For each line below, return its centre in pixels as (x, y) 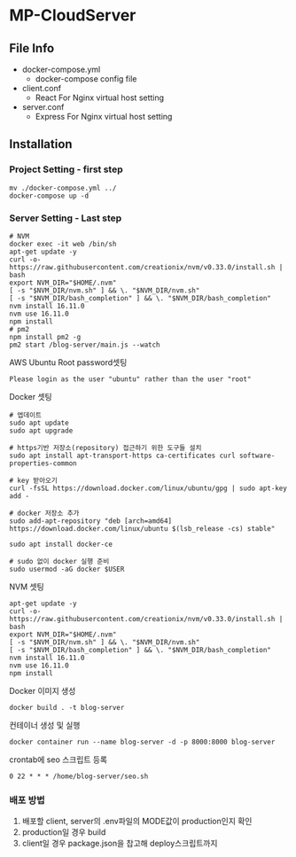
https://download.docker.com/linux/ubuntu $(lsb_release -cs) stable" (142, 528)
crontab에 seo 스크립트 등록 (58, 760)
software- (257, 456)
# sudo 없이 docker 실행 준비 (59, 561)
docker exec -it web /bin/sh (63, 244)
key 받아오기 (37, 480)
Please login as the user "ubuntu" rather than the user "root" (130, 379)
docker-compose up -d (49, 196)
